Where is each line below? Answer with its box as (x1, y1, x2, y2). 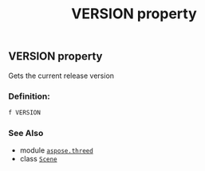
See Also (8, 127, 44, 138)
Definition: (8, 91, 50, 102)
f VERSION (8, 108, 41, 116)
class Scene (19, 154, 57, 164)
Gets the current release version (8, 71, 114, 80)
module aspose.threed (19, 146, 93, 155)
